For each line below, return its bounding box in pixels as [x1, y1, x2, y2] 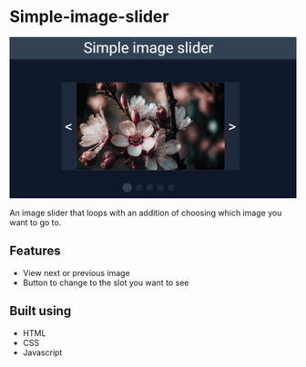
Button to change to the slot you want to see [22, 277, 189, 288]
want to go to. [9, 216, 62, 228]
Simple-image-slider [9, 6, 169, 27]
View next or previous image [22, 267, 130, 278]
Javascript [22, 347, 63, 358]
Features [9, 243, 61, 259]
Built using [9, 303, 72, 319]
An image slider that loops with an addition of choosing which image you [9, 207, 282, 218]
